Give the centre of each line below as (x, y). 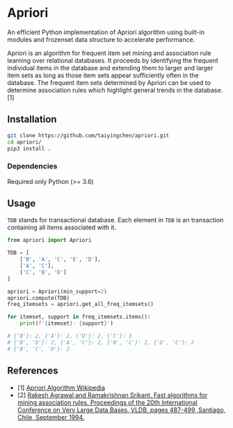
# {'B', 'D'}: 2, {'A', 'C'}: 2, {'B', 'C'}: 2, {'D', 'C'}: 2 (101, 342)
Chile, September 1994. (51, 417)
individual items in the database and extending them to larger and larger (110, 68)
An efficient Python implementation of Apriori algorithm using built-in (106, 32)
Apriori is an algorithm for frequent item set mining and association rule (109, 53)
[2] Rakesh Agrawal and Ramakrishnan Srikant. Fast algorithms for (112, 395)
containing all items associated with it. (62, 227)
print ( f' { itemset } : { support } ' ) (66, 323)
